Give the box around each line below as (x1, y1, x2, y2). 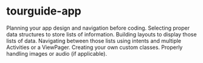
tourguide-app (6, 4, 81, 18)
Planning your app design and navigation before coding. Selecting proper (6, 24, 190, 31)
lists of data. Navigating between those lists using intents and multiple (6, 37, 182, 44)
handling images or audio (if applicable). (6, 50, 108, 57)
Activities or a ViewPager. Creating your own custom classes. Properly (6, 44, 183, 51)
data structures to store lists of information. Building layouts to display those (6, 30, 197, 38)
